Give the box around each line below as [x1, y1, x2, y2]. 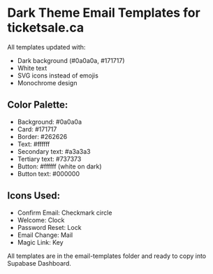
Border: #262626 [17, 132, 68, 140]
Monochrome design [17, 78, 78, 87]
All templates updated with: [7, 43, 86, 51]
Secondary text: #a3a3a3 [17, 147, 91, 155]
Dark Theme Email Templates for [7, 5, 200, 21]
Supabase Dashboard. [7, 259, 72, 267]
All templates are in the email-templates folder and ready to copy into [7, 252, 207, 260]
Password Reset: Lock [17, 223, 82, 231]
